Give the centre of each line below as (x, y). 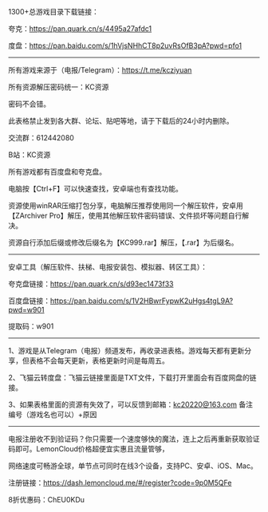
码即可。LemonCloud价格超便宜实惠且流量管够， (89, 449)
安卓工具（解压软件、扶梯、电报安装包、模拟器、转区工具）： (108, 267)
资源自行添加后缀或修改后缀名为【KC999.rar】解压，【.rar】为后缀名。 (123, 242)
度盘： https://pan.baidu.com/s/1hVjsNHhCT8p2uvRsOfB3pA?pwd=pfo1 (125, 45)
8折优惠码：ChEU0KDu (47, 500)
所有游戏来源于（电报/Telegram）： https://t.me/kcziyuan (100, 70)
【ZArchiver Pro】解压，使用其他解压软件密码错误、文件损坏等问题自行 (125, 215)
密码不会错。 (29, 104)
